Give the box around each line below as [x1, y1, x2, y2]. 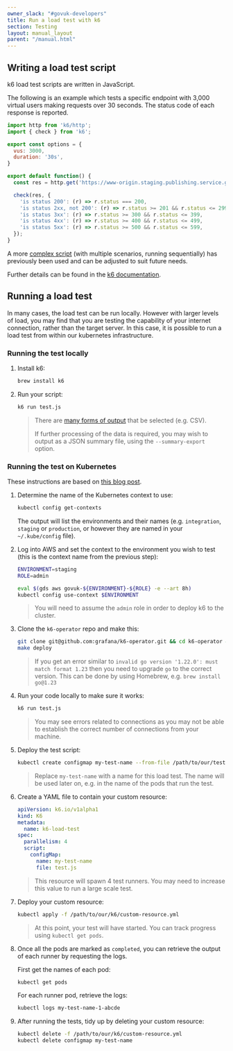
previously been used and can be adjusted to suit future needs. [7, 256, 189, 265]
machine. [34, 732, 61, 740]
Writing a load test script [7, 62, 116, 74]
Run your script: [17, 390, 64, 398]
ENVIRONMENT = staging [17, 565, 77, 573]
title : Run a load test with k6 [7, 17, 101, 24]
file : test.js [35, 864, 77, 871]
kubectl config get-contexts [17, 504, 102, 511]
